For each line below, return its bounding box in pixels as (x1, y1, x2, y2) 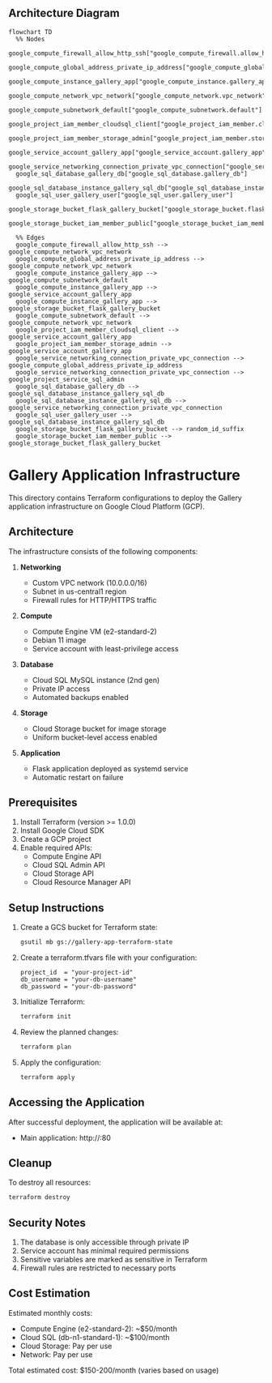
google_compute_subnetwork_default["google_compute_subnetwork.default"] (8, 105, 263, 114)
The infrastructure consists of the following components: (8, 546, 198, 556)
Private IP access (32, 684, 91, 694)
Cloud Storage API (32, 869, 95, 878)
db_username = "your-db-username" (19, 975, 137, 984)
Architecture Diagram (8, 6, 120, 20)
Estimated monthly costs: (8, 1308, 93, 1317)
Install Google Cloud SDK (19, 826, 105, 835)
